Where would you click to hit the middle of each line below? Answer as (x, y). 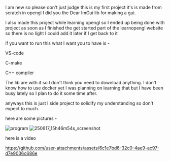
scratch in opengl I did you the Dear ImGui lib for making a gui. (71, 13)
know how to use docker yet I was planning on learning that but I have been (84, 88)
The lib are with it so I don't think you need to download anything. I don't (81, 83)
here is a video (21, 138)
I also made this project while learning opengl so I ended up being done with (85, 23)
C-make (14, 63)
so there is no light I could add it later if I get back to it (61, 33)
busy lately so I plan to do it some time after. (52, 93)
